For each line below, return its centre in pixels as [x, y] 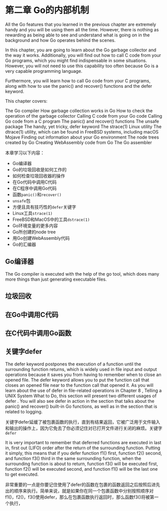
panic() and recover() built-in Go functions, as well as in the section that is [81, 406]
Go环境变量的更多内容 [35, 225]
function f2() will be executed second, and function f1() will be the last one [82, 469]
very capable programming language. [44, 71]
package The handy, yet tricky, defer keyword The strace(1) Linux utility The [83, 126]
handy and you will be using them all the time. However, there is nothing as [82, 29]
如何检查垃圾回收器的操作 [39, 175]
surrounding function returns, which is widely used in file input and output [81, 369]
